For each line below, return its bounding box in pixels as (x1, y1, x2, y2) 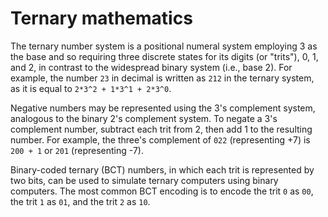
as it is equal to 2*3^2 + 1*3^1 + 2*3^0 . (10, 82, 172, 94)
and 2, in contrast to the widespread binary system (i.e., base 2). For (10, 61, 293, 73)
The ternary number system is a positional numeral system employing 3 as (10, 40, 318, 52)
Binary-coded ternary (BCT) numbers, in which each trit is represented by (10, 163, 315, 176)
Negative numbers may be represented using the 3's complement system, (10, 102, 316, 114)
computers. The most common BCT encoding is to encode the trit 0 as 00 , (10, 185, 314, 197)
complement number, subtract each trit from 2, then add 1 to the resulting (10, 123, 313, 135)
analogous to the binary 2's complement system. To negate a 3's (10, 112, 278, 124)
